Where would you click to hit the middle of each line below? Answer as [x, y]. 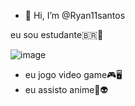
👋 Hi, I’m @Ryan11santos [75, 15]
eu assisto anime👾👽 [66, 89]
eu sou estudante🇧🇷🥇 [57, 34]
